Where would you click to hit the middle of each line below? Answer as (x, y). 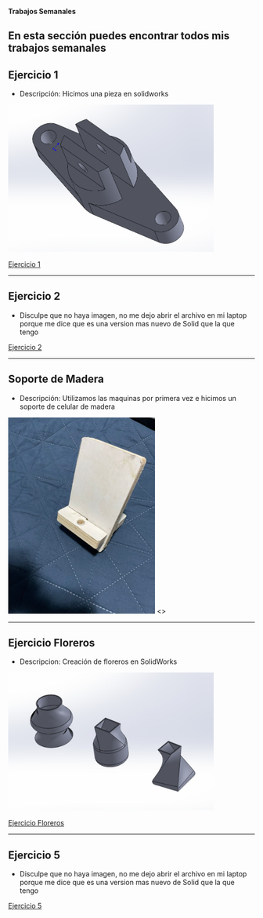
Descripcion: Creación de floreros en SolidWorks (98, 661)
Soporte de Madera (56, 379)
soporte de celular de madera (67, 406)
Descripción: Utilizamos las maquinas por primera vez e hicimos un (128, 398)
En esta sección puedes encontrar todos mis (119, 36)
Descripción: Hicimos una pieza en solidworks (94, 94)
